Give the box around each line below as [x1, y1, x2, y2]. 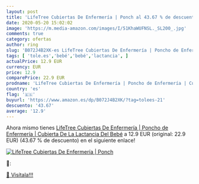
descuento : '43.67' [6, 102, 54, 109]
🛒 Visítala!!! [6, 172, 34, 179]
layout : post [6, 8, 38, 15]
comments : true [6, 31, 44, 37]
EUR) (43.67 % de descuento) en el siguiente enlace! [6, 137, 136, 144]
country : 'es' [6, 86, 41, 92]
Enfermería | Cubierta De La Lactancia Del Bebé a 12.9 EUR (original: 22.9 [6, 131, 186, 138]
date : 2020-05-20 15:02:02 [6, 20, 73, 26]
